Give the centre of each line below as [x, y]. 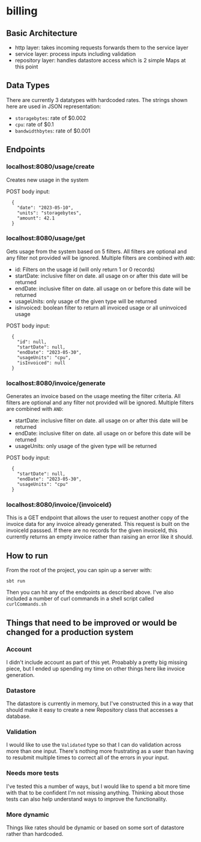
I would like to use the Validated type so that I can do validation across [94, 745]
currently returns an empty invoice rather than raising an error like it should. [100, 537]
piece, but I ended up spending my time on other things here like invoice [95, 668]
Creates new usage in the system [47, 180]
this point [26, 67]
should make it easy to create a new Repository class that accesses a [92, 710]
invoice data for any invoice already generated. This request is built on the [98, 524]
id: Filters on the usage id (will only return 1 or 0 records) [85, 269]
